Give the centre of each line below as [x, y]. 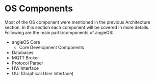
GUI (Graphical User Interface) [42, 73]
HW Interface [25, 68]
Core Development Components [52, 47]
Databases [23, 53]
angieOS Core [26, 42]
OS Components [39, 9]
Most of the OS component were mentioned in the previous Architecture [77, 22]
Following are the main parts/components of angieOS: [59, 32]
